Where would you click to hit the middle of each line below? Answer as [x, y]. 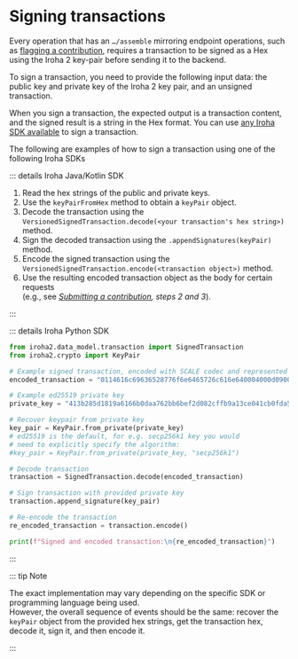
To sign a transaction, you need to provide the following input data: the [138, 76]
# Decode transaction [49, 469]
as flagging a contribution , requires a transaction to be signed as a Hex [139, 50]
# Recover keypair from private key [77, 420]
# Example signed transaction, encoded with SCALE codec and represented [149, 371]
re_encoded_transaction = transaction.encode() [99, 525]
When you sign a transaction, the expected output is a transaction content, [145, 113]
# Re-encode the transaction [63, 518]
